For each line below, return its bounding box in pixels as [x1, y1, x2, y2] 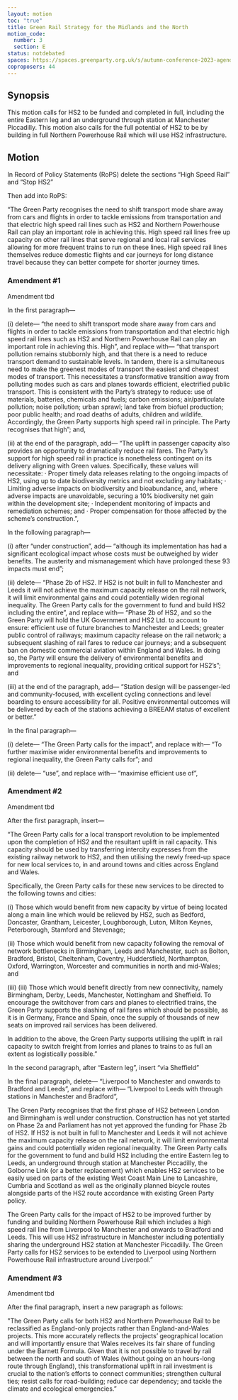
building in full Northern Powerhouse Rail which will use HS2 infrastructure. [7, 131, 227, 139]
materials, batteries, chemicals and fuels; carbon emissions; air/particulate [7, 395, 225, 403]
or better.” [7, 712, 37, 721]
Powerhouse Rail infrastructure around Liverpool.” [7, 1255, 154, 1264]
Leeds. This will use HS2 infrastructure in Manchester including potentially [7, 1233, 225, 1241]
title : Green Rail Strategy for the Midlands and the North [7, 23, 189, 31]
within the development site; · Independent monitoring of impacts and [7, 499, 210, 507]
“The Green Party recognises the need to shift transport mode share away [7, 205, 224, 214]
